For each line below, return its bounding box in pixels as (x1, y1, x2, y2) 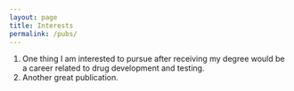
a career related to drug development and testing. (21, 63, 205, 73)
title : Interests (9, 21, 74, 30)
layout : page (9, 12, 58, 22)
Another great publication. (21, 72, 118, 83)
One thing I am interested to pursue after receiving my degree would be (21, 54, 285, 64)
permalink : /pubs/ (9, 29, 78, 38)
